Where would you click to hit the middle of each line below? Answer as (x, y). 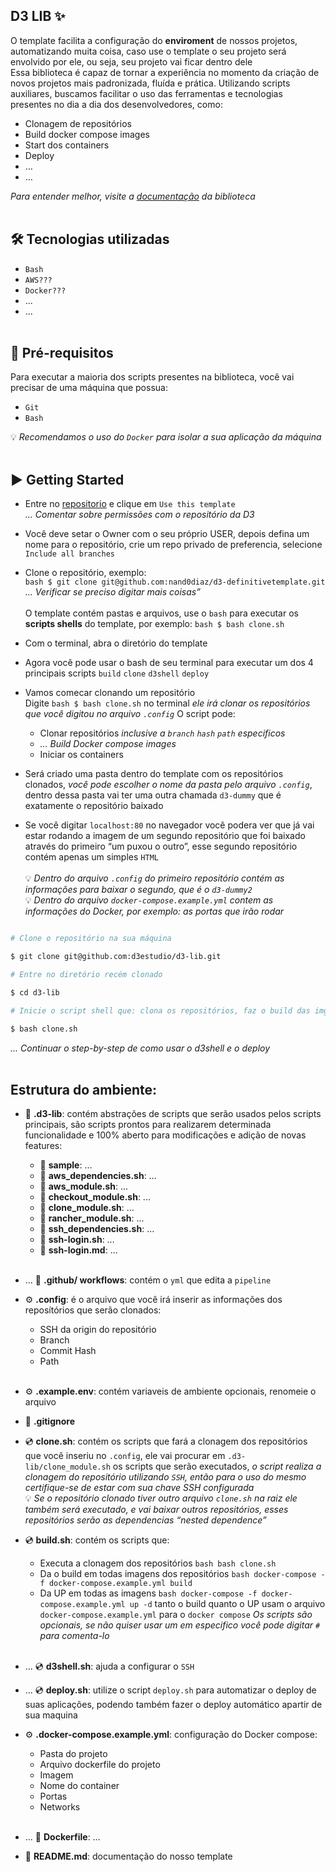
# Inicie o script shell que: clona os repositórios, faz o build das (160, 1010)
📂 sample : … (66, 1165)
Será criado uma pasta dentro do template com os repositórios (154, 774)
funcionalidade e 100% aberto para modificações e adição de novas (165, 1135)
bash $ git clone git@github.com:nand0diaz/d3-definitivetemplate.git (175, 582)
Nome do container (79, 1786)
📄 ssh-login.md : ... (78, 1250)
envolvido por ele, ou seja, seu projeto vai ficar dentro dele (131, 61)
